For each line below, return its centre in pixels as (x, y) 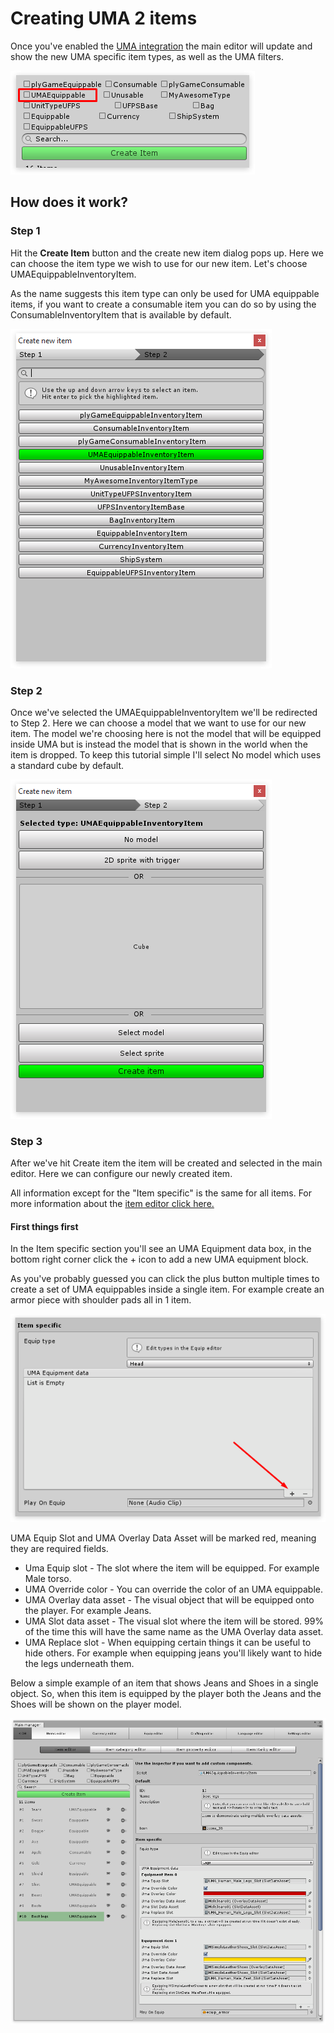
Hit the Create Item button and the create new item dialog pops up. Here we (167, 253)
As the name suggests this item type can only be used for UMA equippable (165, 293)
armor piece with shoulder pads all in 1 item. (101, 1300)
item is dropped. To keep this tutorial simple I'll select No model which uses (166, 754)
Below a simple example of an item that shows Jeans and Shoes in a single (164, 1683)
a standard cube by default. (67, 765)
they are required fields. (59, 1549)
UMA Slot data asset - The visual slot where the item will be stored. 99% (174, 1621)
